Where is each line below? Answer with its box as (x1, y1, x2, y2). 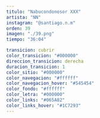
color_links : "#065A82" (6, 97, 65, 103)
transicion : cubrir (6, 47, 55, 54)
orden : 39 (6, 25, 31, 32)
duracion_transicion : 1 (6, 64, 65, 70)
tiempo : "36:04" (6, 36, 46, 42)
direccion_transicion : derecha (6, 58, 84, 64)
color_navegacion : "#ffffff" (6, 75, 79, 81)
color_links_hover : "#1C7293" (6, 103, 82, 108)
